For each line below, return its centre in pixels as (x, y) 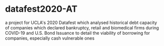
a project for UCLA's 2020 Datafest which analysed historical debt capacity (81, 23)
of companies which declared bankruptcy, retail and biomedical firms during (82, 27)
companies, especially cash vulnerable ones (50, 38)
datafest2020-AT (41, 9)
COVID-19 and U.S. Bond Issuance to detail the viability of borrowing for (78, 33)
